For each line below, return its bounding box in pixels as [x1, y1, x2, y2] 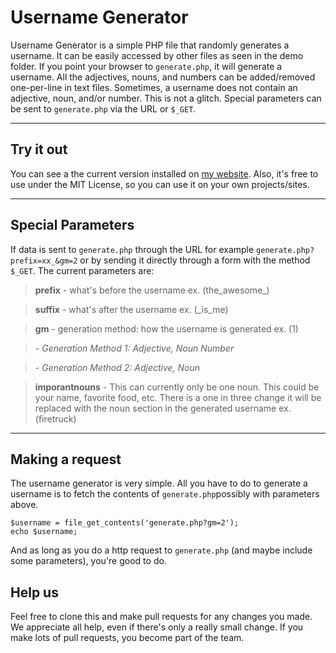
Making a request [10, 451, 122, 468]
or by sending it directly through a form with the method [79, 254, 311, 266]
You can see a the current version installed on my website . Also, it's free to [10, 167, 319, 180]
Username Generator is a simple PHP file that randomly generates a [10, 39, 290, 51]
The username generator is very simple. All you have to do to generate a [10, 477, 308, 490]
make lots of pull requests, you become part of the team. [10, 632, 245, 644]
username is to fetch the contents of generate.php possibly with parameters [10, 488, 320, 500]
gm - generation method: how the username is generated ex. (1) [34, 322, 299, 335]
